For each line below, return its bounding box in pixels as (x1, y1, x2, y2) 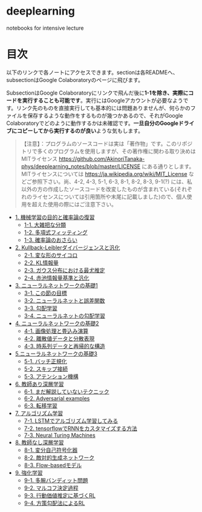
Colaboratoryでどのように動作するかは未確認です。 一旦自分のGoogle (6, 120, 178, 127)
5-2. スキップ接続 (24, 365, 68, 372)
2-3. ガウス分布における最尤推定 (24, 266, 105, 274)
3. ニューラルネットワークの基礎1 (15, 281, 98, 289)
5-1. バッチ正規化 (24, 357, 68, 365)
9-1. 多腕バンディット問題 (24, 476, 89, 483)
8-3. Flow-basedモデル (24, 461, 82, 468)
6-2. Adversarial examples (24, 394, 90, 402)
